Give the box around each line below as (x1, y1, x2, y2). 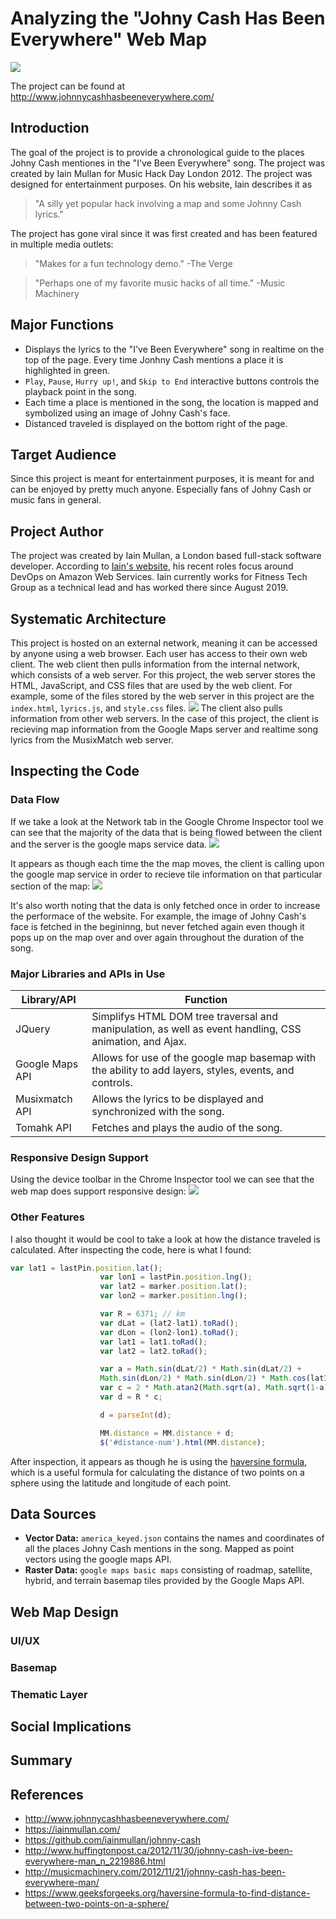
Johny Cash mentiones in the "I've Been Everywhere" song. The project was (10, 157, 326, 169)
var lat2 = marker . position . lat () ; (99, 1282, 248, 1292)
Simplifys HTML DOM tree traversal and (91, 1009, 279, 1023)
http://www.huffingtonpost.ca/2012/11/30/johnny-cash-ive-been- (24, 1845, 294, 1857)
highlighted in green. (24, 364, 110, 376)
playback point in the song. (24, 385, 137, 397)
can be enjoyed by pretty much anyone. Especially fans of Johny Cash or (10, 483, 312, 496)
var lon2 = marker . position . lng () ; (99, 1291, 248, 1301)
